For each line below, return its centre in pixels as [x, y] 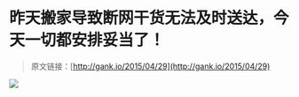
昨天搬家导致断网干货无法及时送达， [142, 18]
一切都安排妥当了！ [95, 40]
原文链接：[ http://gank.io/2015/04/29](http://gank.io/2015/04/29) [150, 66]
